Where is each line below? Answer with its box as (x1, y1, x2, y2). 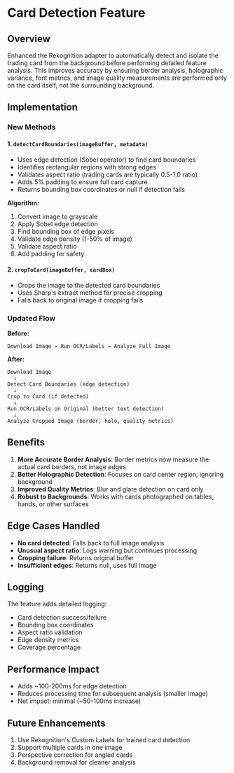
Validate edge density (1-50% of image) (17, 235, 133, 243)
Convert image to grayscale (17, 212, 98, 221)
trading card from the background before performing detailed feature (7, 59, 207, 67)
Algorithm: (7, 198, 40, 207)
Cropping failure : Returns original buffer (17, 553, 135, 562)
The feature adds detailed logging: (7, 600, 107, 608)
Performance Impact (7, 663, 99, 675)
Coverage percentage (17, 643, 81, 652)
